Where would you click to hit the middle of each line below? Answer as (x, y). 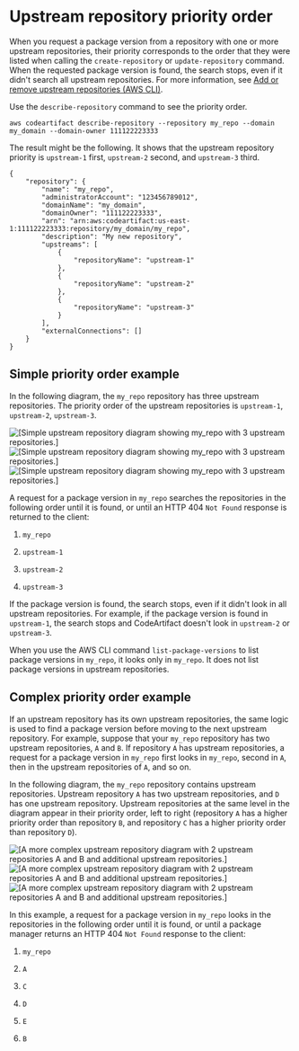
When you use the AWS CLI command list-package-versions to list (134, 650)
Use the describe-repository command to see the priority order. (128, 106)
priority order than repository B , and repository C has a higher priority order (148, 822)
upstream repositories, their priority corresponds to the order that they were (150, 50)
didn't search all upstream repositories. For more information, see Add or (144, 79)
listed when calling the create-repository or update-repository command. (147, 60)
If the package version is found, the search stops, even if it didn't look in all (148, 603)
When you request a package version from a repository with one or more (144, 41)
